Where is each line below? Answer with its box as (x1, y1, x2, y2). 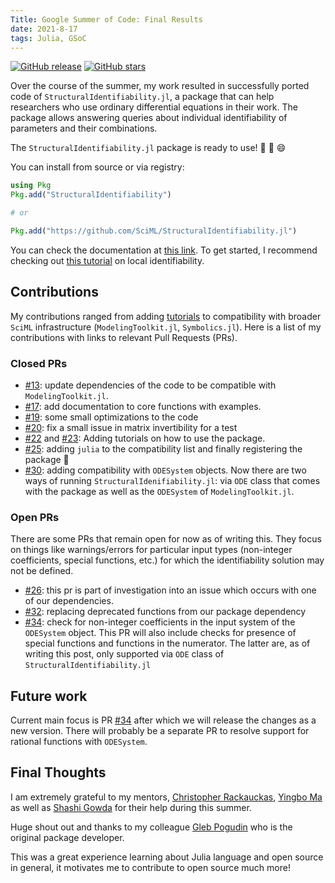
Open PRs (10, 510, 60, 524)
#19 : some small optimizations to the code (24, 411, 199, 423)
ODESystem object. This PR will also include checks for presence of (24, 627, 297, 639)
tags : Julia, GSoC (10, 33, 87, 43)
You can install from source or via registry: (10, 161, 185, 173)
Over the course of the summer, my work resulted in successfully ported (10, 80, 310, 92)
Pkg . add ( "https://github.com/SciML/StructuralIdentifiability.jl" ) (10, 226, 298, 236)
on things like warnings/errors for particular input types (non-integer (10, 544, 293, 556)
